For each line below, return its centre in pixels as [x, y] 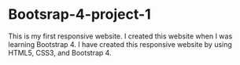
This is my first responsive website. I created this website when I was [120, 36]
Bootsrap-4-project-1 [79, 14]
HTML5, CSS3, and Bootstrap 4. [60, 52]
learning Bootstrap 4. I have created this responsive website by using [120, 44]
